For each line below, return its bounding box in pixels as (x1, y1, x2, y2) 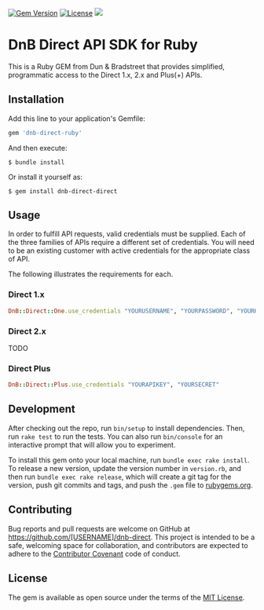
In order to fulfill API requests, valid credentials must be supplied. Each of (8, 229, 246, 239)
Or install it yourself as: (8, 172, 82, 181)
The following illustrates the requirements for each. (8, 269, 174, 279)
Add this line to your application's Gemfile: (8, 114, 145, 123)
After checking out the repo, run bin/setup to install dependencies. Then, (8, 423, 245, 433)
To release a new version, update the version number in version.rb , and (8, 463, 242, 473)
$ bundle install (8, 158, 65, 166)
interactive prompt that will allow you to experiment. (8, 440, 176, 449)
